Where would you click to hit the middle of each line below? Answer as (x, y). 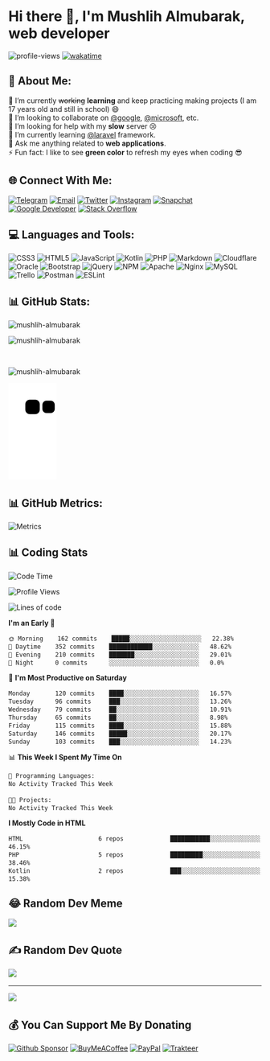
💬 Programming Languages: (51, 775)
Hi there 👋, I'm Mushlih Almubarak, (127, 16)
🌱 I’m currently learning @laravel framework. (82, 134)
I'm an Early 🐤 (32, 623)
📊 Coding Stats (48, 553)
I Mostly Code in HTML (47, 823)
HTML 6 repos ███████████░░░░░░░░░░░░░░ (135, 839)
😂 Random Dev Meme (65, 904)
